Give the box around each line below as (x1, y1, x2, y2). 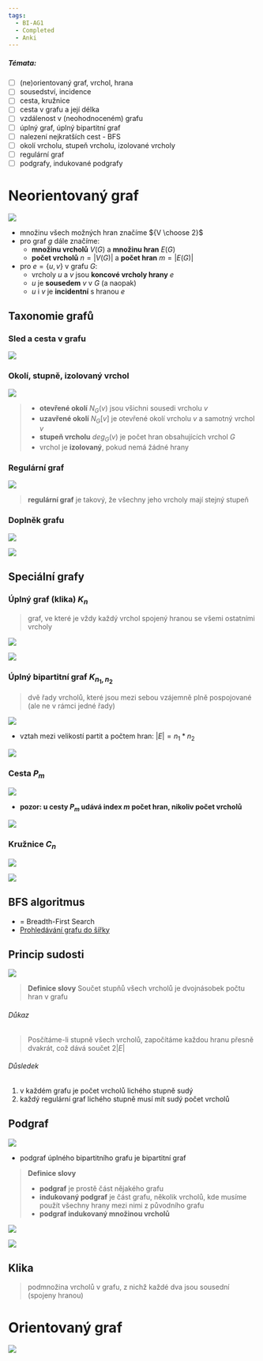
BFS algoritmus (8, 896, 85, 909)
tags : (8, 11, 26, 20)
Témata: (8, 58, 37, 67)
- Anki (15, 33, 37, 42)
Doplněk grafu (8, 515, 65, 526)
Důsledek (8, 1061, 39, 1071)
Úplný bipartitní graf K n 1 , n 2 (8, 671, 113, 685)
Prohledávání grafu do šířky (19, 925, 111, 935)
